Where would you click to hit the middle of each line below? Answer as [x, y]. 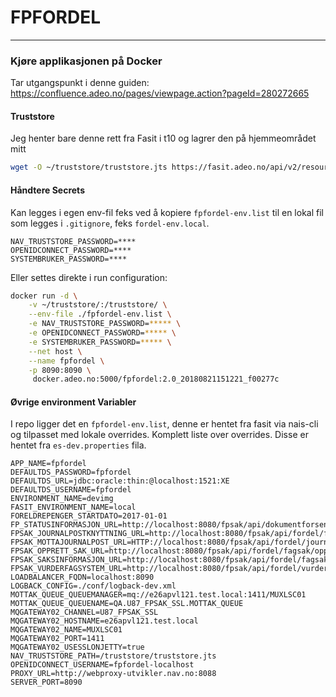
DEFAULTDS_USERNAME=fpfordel [71, 490]
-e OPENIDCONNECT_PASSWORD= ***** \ [102, 333]
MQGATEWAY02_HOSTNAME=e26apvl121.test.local [104, 621]
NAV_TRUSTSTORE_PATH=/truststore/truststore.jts [113, 656]
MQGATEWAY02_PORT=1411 [57, 639]
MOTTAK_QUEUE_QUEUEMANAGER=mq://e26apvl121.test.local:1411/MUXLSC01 [158, 595]
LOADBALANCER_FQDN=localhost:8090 [82, 577]
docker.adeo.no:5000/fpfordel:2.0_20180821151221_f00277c [156, 379]
